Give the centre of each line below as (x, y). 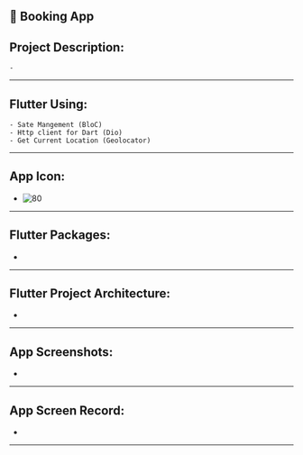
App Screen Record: (67, 410)
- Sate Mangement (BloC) (56, 125)
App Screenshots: (61, 352)
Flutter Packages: (60, 235)
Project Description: (67, 47)
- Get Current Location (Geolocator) (80, 141)
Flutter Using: (49, 104)
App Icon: (37, 177)
